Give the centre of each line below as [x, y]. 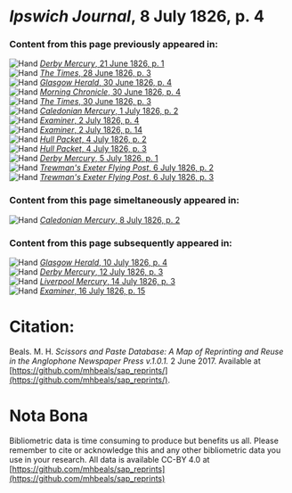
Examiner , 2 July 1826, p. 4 [89, 120]
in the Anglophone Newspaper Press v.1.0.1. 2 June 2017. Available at [135, 361]
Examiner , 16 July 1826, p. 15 [93, 291]
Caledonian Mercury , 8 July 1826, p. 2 [110, 219]
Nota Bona [49, 416]
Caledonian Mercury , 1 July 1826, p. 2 [109, 111]
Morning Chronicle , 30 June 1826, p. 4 [110, 92]
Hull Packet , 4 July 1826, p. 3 [93, 149]
